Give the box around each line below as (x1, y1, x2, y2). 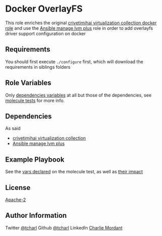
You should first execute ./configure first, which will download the (5, 59, 143, 65)
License (5, 183, 31, 192)
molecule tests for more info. (5, 97, 65, 104)
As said (5, 125, 21, 131)
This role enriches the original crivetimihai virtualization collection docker (5, 20, 157, 26)
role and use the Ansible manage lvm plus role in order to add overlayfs (5, 25, 153, 31)
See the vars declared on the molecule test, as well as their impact (5, 169, 143, 175)
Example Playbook (5, 155, 64, 164)
